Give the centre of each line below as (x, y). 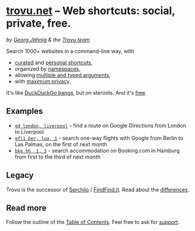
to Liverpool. (30, 131)
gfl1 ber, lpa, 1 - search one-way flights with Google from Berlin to (99, 138)
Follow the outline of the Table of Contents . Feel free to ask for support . (93, 222)
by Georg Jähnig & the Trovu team (48, 39)
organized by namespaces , (47, 68)
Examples (24, 111)
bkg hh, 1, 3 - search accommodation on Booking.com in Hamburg (97, 150)
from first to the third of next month (57, 157)
